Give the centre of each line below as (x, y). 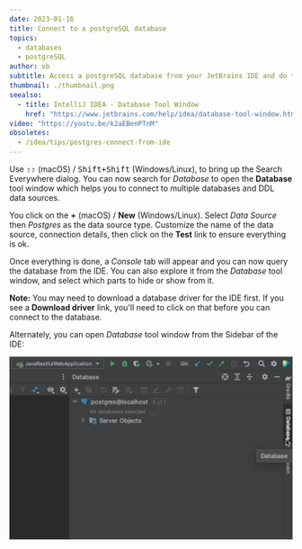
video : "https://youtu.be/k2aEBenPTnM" (84, 123)
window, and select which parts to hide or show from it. (112, 280)
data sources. (35, 198)
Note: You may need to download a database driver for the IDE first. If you (147, 298)
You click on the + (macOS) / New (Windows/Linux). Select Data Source (143, 215)
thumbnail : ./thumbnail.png (62, 85)
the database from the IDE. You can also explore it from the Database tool (146, 271)
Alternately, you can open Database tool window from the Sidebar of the (144, 334)
